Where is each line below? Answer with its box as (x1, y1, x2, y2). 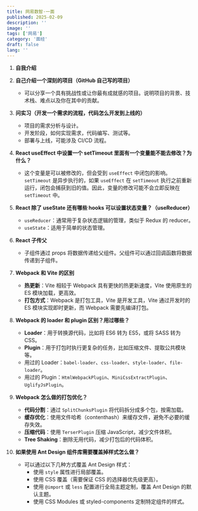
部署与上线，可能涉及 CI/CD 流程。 (24, 137, 110, 144)
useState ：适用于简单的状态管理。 (24, 224, 108, 231)
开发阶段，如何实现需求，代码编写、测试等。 (24, 129, 134, 136)
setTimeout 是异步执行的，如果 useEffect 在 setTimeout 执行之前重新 (24, 176, 192, 184)
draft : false (7, 42, 39, 48)
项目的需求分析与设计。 (24, 122, 82, 129)
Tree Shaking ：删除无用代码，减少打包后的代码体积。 (24, 436, 157, 443)
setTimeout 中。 (24, 191, 63, 198)
